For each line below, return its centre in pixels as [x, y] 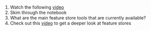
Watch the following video [37, 7]
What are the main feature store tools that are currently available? [78, 18]
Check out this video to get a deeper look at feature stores [70, 23]
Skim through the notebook [38, 12]
